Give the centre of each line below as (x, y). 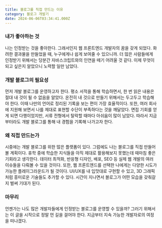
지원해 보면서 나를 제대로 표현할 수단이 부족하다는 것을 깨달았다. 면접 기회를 (81, 109)
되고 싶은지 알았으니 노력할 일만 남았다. (42, 66)
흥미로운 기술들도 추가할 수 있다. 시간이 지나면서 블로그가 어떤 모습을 (78, 177)
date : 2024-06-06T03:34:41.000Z (37, 18)
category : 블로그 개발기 (27, 14)
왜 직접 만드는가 (22, 135)
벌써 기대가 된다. (25, 183)
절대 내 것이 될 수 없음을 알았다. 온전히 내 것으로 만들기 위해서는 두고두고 (73, 97)
